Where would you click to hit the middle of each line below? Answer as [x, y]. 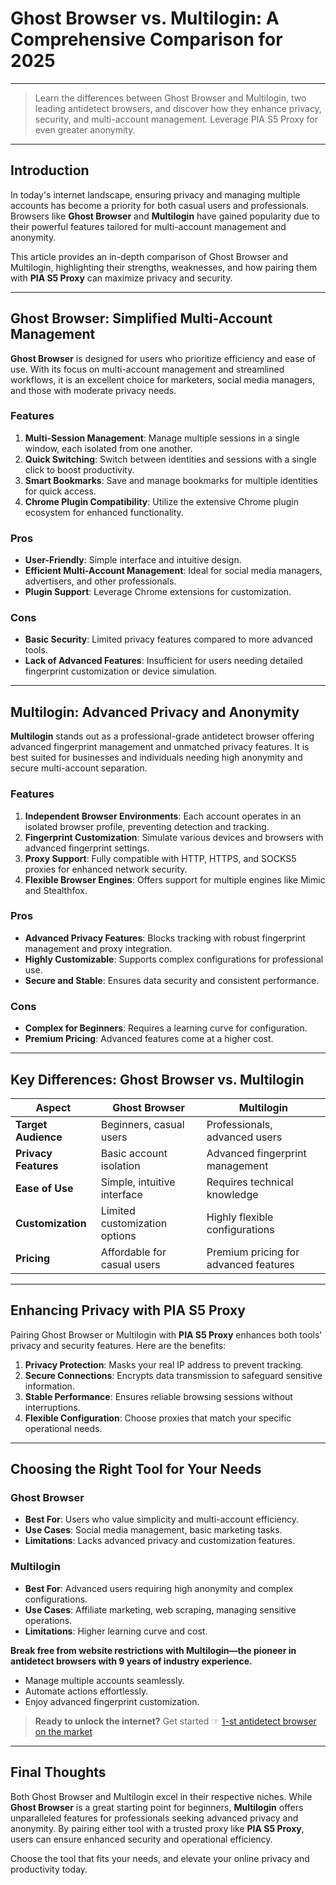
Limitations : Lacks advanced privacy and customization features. [160, 1541]
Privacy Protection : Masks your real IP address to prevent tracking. [164, 1364]
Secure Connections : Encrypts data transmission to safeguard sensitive [173, 1375]
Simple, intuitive [138, 1182]
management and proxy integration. [98, 948]
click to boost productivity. [79, 469]
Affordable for [133, 1252]
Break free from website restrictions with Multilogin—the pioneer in [153, 1650]
